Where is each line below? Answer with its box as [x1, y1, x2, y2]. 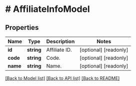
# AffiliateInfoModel [5, 3, 90, 15]
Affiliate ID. [46, 46, 72, 53]
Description [46, 38, 75, 45]
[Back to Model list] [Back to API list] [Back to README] [5, 76, 120, 81]
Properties [5, 23, 39, 32]
